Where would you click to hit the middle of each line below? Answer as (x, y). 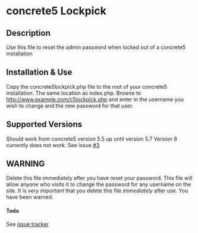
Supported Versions (44, 124)
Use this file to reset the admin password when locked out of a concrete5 (96, 47)
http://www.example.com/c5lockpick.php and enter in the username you (95, 99)
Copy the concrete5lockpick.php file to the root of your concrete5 (87, 86)
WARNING (26, 164)
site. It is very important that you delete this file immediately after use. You (97, 191)
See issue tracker (28, 224)
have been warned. (30, 197)
